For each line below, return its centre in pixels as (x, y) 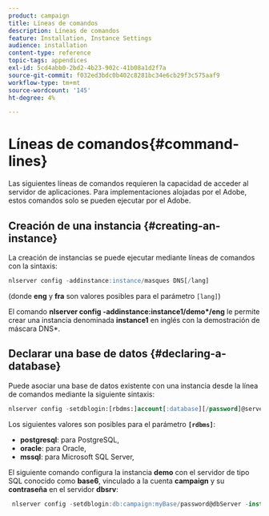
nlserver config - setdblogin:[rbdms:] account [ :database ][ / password (123, 409)
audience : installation (48, 46)
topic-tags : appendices (48, 61)
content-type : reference (50, 53)
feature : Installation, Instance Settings (80, 38)
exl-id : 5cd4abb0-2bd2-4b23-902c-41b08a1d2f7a (87, 68)
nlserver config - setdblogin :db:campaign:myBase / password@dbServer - (130, 504)
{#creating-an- (182, 226)
